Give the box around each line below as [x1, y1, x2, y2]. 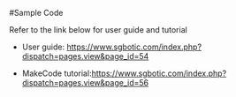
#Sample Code [9, 8, 64, 18]
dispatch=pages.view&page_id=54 [21, 51, 149, 61]
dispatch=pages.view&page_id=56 [21, 78, 149, 87]
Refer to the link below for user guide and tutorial [9, 25, 187, 34]
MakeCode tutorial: [21, 68, 92, 78]
